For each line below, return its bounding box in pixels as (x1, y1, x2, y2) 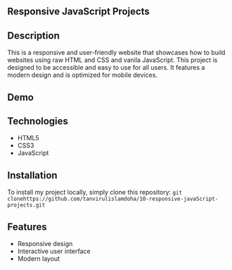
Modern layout (17, 254, 60, 263)
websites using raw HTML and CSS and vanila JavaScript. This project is (7, 56, 218, 64)
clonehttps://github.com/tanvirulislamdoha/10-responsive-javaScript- (7, 195, 219, 203)
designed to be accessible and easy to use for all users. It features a (7, 63, 205, 72)
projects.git (7, 202, 46, 209)
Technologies (7, 115, 69, 127)
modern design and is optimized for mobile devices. (7, 70, 158, 80)
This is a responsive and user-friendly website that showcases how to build (7, 49, 226, 57)
